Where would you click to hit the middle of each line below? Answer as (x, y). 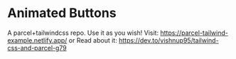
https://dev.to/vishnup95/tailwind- (168, 40)
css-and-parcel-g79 (37, 48)
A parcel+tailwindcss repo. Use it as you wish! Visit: (83, 33)
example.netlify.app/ (37, 40)
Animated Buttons (62, 13)
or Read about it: (93, 40)
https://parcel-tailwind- (194, 33)
